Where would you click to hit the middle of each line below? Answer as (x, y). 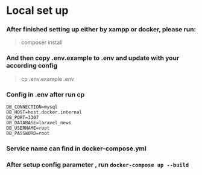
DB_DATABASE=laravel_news (39, 123)
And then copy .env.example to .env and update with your (93, 58)
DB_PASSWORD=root (28, 133)
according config (32, 66)
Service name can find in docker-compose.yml (76, 148)
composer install (42, 42)
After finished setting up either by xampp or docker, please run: (101, 30)
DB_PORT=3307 (23, 118)
